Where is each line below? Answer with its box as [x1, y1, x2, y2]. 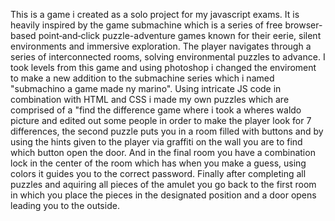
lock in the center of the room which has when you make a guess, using [10, 157, 307, 169]
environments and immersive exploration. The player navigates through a [10, 40, 312, 52]
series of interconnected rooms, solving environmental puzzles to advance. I [10, 51, 326, 63]
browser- [284, 19, 323, 31]
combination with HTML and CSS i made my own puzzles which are [10, 94, 290, 105]
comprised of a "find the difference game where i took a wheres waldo [10, 104, 302, 116]
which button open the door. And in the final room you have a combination [10, 147, 316, 158]
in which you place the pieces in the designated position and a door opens [10, 189, 317, 201]
